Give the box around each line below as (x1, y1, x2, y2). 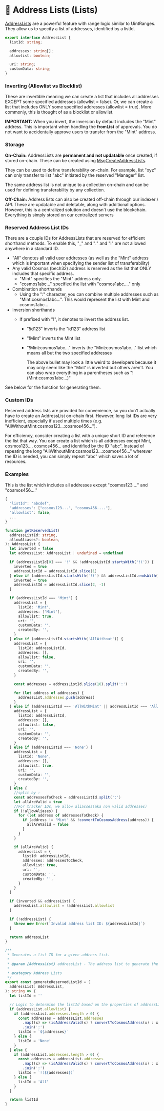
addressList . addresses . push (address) (18, 695, 95, 700)
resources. (5, 459, 27, 464)
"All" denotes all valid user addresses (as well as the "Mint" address (12, 255, 149, 261)
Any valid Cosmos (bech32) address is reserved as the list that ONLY (12, 265, 152, 271)
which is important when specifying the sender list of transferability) (12, 260, 150, 266)
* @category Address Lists (7, 970, 62, 976)
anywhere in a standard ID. (5, 245, 59, 251)
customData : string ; (9, 66, 51, 71)
